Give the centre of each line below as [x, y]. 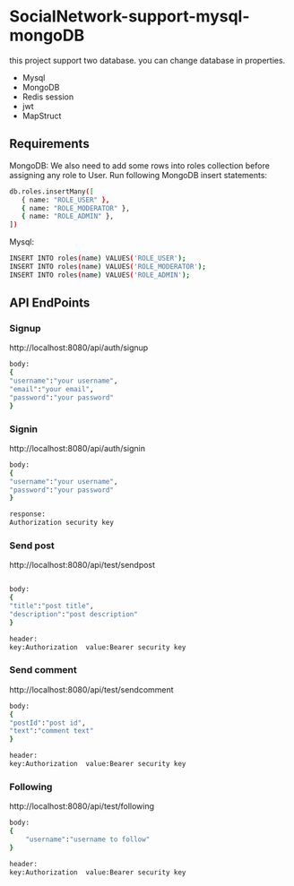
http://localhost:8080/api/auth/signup [79, 348]
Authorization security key [62, 523]
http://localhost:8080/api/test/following [82, 806]
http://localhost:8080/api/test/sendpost [82, 565]
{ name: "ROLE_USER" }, [65, 200]
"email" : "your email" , [52, 390]
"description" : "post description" [74, 615]
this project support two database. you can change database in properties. [147, 60]
